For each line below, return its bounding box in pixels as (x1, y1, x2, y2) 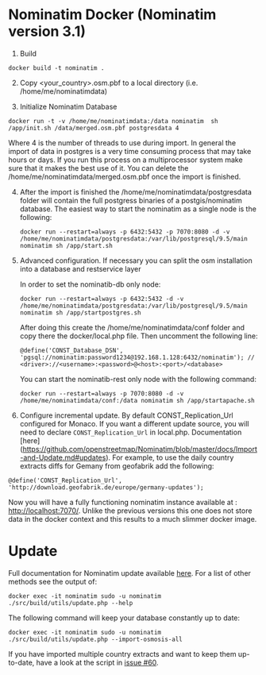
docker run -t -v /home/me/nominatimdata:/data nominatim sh (8, 117, 218, 125)
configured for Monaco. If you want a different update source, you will (19, 418, 249, 428)
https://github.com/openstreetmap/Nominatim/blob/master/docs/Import (22, 444, 258, 453)
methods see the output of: (8, 577, 98, 586)
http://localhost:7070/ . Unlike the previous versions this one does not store (8, 506, 253, 515)
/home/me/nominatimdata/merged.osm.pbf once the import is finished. (8, 172, 241, 181)
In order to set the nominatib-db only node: (19, 280, 161, 289)
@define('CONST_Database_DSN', (19, 346, 124, 354)
